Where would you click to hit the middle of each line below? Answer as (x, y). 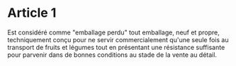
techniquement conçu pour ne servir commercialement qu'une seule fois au (118, 39)
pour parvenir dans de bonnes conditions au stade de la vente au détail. (112, 55)
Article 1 (32, 13)
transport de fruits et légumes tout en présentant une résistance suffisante (116, 47)
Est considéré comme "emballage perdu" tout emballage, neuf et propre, (113, 32)
